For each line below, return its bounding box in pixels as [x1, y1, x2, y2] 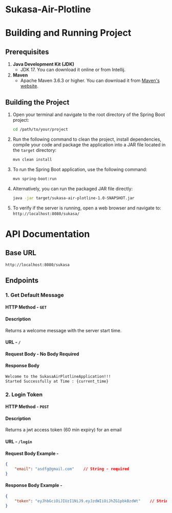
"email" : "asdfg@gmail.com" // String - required [14, 466, 130, 472]
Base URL [5, 249, 37, 257]
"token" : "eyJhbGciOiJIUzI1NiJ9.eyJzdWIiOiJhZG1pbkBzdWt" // [14, 498, 155, 504]
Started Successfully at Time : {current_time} [5, 378, 109, 384]
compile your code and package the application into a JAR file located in [12, 141, 166, 147]
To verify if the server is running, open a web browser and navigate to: [12, 204, 161, 211]
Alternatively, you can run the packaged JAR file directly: [12, 185, 133, 192]
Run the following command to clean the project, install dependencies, [12, 136, 162, 142]
